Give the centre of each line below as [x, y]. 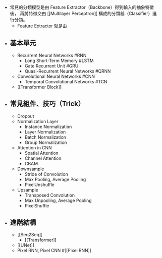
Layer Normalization [45, 132]
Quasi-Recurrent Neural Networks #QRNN [68, 71]
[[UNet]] [26, 245]
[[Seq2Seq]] [30, 235]
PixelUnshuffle [39, 185]
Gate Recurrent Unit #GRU [52, 65]
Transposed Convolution [50, 195]
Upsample [28, 190]
